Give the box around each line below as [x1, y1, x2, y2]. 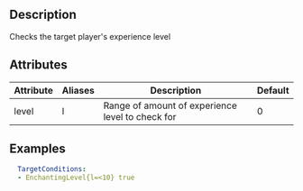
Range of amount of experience [103, 99, 237, 112]
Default [256, 84, 289, 96]
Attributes [9, 58, 68, 73]
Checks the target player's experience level [9, 31, 171, 41]
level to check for [103, 110, 177, 123]
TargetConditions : [17, 165, 87, 174]
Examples [9, 141, 66, 157]
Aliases [61, 84, 95, 96]
